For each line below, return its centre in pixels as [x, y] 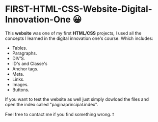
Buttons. [21, 90]
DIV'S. [19, 58]
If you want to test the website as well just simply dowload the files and [77, 99]
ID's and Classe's [30, 63]
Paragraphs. [25, 53]
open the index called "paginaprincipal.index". [52, 104]
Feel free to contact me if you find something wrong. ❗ [60, 114]
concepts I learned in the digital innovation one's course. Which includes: [79, 38]
